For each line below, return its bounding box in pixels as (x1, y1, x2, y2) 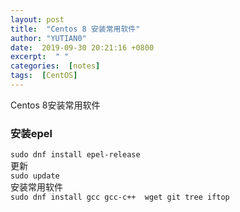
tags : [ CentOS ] (10, 71, 78, 81)
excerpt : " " (10, 52, 70, 62)
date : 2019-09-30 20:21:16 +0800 (10, 42, 155, 53)
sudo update (10, 171, 60, 181)
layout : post (10, 14, 65, 25)
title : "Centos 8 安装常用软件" (10, 24, 141, 34)
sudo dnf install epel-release (10, 150, 141, 160)
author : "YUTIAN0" (10, 33, 87, 43)
